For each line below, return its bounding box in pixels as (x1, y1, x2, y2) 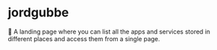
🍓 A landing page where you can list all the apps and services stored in (8, 27, 211, 36)
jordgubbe (8, 5, 69, 21)
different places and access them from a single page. (8, 34, 160, 42)
